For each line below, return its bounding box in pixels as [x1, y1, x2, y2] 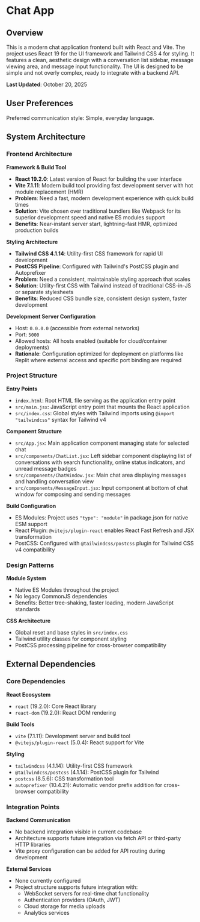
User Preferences [6, 98, 73, 108]
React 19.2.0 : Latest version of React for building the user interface [14, 175, 182, 183]
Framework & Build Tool [6, 163, 67, 171]
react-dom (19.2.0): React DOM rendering [14, 709, 117, 716]
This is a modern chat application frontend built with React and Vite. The [6, 43, 186, 51]
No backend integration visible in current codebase [14, 828, 142, 835]
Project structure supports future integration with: [14, 883, 138, 891]
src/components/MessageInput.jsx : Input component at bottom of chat [14, 484, 188, 491]
